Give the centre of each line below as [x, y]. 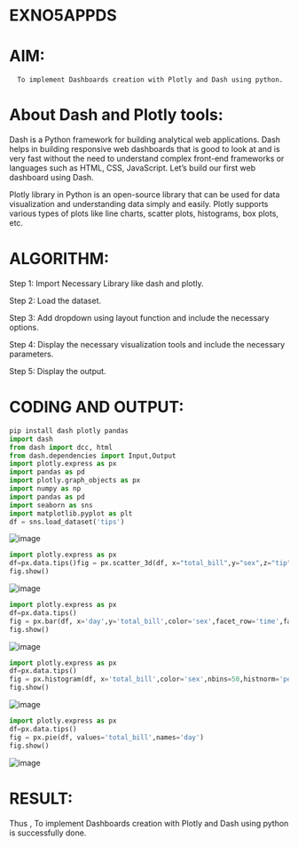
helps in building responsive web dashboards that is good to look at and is [145, 149]
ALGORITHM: [59, 259]
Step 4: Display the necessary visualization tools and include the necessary [147, 344]
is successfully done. [48, 833]
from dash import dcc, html [61, 447]
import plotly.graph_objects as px [75, 481]
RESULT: [41, 799]
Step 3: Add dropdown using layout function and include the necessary [139, 318]
